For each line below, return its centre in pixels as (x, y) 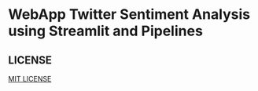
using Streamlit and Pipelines (105, 31)
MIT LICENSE (30, 79)
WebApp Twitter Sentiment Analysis (129, 15)
